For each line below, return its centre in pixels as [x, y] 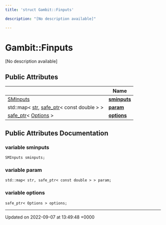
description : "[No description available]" [51, 19]
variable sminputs [27, 147]
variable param [24, 170]
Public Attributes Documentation [57, 133]
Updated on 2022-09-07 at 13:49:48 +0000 [50, 217]
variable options [25, 193]
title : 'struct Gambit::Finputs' [40, 10]
